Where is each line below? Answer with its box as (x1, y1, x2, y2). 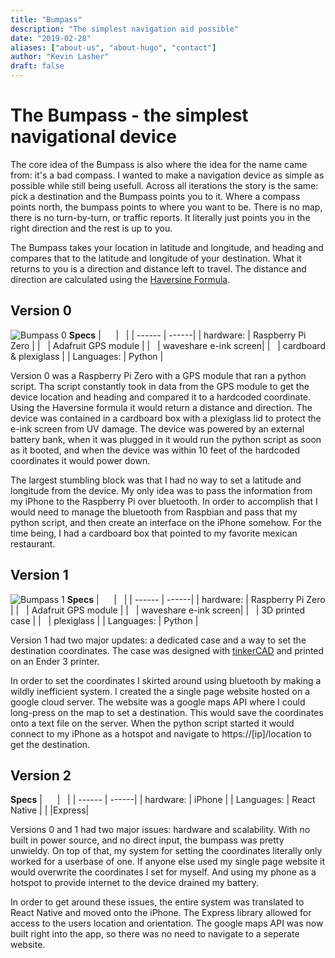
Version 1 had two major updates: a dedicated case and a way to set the (10, 634, 307, 646)
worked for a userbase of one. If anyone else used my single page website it (10, 856, 326, 868)
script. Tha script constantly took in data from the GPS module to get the (10, 380, 310, 392)
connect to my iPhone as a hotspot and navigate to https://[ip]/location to (10, 727, 312, 740)
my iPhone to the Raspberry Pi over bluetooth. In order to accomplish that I (10, 495, 318, 507)
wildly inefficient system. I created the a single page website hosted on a (10, 685, 310, 697)
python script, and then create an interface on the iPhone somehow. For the (10, 516, 322, 528)
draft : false (10, 61, 65, 71)
